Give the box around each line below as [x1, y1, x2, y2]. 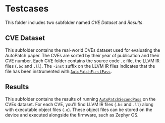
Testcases [5, 3, 49, 14]
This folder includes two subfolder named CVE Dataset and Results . [5, 19, 144, 25]
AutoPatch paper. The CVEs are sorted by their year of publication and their [5, 52, 160, 58]
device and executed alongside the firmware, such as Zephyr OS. [5, 112, 139, 118]
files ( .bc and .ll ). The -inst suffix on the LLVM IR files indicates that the [5, 63, 155, 69]
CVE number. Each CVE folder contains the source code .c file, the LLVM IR [5, 58, 160, 64]
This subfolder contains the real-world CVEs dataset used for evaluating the [5, 47, 161, 53]
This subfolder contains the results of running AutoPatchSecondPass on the [5, 96, 156, 102]
